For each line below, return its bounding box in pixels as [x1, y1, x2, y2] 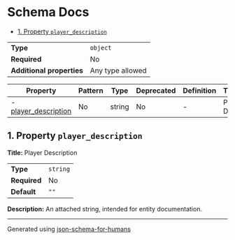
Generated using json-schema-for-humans [7, 225, 131, 233]
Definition [183, 85, 217, 95]
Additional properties [10, 66, 84, 75]
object [90, 43, 112, 52]
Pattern [78, 85, 104, 95]
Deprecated [136, 85, 176, 95]
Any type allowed [90, 66, 147, 75]
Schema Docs [7, 4, 90, 20]
